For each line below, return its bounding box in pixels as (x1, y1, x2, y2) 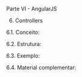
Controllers (14, 17, 43, 24)
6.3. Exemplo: (6, 52, 40, 59)
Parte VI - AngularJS (6, 5, 57, 12)
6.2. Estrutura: (6, 41, 42, 47)
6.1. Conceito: (6, 28, 40, 36)
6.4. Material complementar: (6, 64, 77, 71)
